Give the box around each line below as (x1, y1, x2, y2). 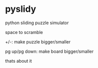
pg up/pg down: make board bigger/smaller (5, 48, 94, 54)
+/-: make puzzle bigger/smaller (5, 38, 71, 45)
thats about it (5, 58, 32, 64)
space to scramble (5, 29, 43, 35)
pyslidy (5, 3, 36, 15)
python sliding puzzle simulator (5, 20, 69, 26)
